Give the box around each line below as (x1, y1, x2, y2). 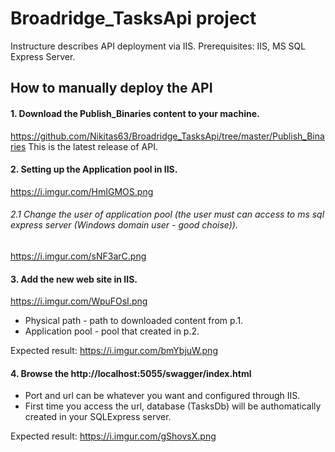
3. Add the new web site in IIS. (10, 273, 138, 285)
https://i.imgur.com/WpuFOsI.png (10, 295, 148, 307)
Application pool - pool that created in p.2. (24, 325, 200, 337)
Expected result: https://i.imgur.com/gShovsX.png (10, 430, 217, 442)
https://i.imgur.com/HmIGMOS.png (10, 185, 154, 197)
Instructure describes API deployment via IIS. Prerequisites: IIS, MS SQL (10, 40, 307, 52)
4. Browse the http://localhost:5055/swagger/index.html (10, 367, 252, 379)
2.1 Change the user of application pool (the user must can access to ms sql (10, 208, 325, 221)
